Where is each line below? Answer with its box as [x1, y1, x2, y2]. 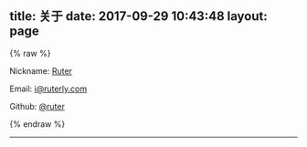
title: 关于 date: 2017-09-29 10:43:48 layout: [9, 8, 268, 25]
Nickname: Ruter [9, 65, 73, 76]
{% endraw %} [9, 118, 66, 130]
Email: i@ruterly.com [9, 83, 88, 94]
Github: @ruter [9, 100, 66, 111]
